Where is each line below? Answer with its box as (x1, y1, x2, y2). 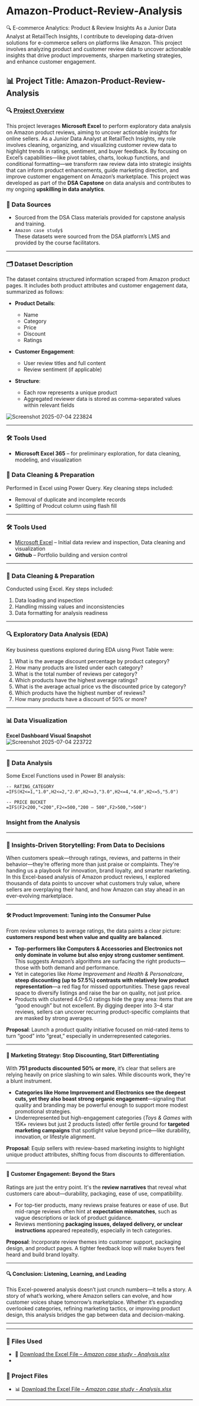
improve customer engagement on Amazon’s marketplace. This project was (6, 172, 191, 180)
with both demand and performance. (30, 964, 120, 971)
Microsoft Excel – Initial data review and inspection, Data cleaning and (14, 539, 185, 546)
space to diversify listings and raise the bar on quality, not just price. (14, 989, 182, 997)
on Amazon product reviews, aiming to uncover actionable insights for (6, 128, 177, 136)
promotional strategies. (14, 1108, 72, 1115)
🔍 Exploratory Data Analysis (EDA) (6, 630, 108, 639)
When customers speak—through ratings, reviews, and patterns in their (6, 854, 181, 861)
